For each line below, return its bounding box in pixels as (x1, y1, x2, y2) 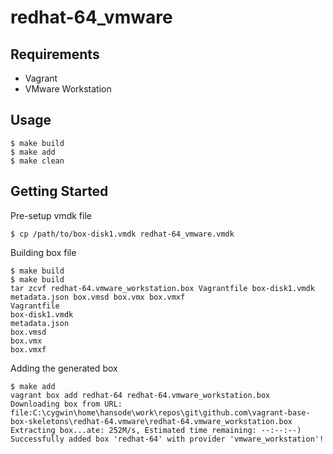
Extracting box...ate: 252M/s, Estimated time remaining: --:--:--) (10, 425, 302, 435)
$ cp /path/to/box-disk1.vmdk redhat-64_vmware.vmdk (10, 229, 235, 239)
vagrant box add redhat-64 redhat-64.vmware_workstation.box (10, 390, 271, 400)
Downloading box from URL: (10, 399, 123, 409)
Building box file (10, 246, 77, 258)
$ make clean (10, 156, 65, 166)
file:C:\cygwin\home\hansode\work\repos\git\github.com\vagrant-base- (10, 407, 311, 418)
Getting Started (10, 183, 109, 200)
